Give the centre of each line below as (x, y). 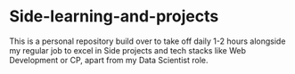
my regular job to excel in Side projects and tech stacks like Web (128, 50)
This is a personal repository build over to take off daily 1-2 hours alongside (147, 41)
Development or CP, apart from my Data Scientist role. (109, 60)
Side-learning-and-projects (114, 16)
